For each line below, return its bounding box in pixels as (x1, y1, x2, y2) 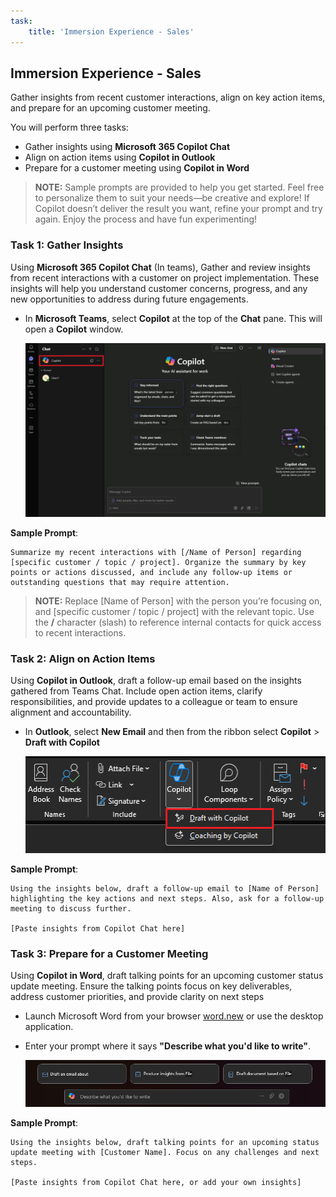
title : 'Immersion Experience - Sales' (28, 26, 195, 37)
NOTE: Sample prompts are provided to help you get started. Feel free (34, 181, 325, 194)
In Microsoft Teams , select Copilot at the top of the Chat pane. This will (24, 312, 323, 324)
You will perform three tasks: (10, 121, 129, 134)
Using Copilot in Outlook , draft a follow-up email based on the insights (10, 675, 302, 687)
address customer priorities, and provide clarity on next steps (10, 991, 265, 1003)
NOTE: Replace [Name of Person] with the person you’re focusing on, (34, 595, 323, 607)
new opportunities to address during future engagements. (10, 293, 249, 305)
